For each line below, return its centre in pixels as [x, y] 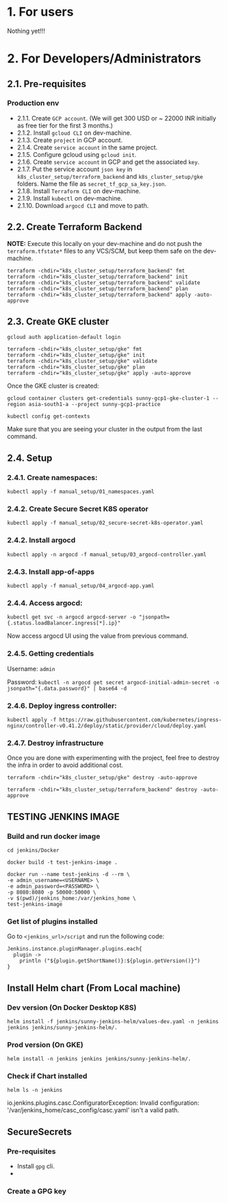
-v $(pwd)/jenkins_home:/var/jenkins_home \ [72, 898]
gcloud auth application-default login [64, 337]
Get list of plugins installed [52, 921]
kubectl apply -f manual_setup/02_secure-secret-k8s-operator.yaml [105, 523]
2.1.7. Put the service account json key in [75, 169]
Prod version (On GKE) [45, 1044]
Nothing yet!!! [26, 31]
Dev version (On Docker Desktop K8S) [72, 1007]
